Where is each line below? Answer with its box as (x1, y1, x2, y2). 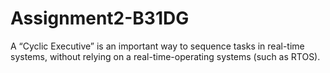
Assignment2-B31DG (10, 7, 190, 30)
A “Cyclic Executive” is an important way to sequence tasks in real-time (10, 40, 305, 52)
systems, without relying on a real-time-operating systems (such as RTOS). (10, 50, 321, 62)
